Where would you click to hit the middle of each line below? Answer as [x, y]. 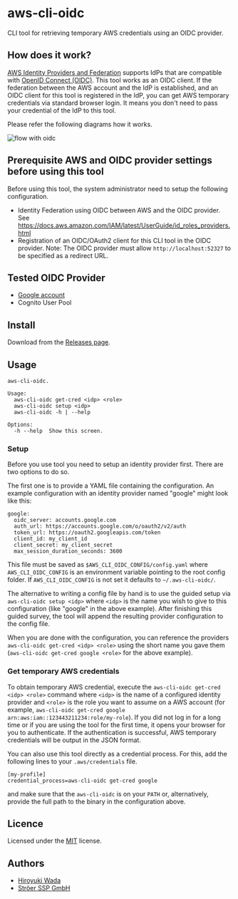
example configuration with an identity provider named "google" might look [118, 493]
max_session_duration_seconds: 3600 [68, 551]
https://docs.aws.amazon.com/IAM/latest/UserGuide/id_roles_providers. [124, 225]
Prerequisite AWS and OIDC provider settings [110, 161]
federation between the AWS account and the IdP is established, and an [113, 88]
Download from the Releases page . [59, 342]
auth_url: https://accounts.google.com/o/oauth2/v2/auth [100, 526]
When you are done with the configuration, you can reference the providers [118, 638]
